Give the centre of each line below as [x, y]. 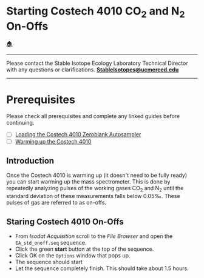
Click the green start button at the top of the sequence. [84, 249]
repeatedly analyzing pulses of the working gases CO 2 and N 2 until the [95, 189]
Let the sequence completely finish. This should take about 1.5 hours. [102, 268]
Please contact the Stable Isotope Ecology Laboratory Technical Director [97, 63]
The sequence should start [49, 262]
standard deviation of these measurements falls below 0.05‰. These [93, 196]
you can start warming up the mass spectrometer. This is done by [88, 182]
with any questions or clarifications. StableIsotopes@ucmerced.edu [93, 69]
